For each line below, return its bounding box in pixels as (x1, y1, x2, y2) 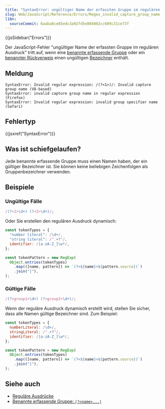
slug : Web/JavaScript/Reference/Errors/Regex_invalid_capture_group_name (5, 12, 161, 17)
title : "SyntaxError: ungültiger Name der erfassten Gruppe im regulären (5, 7, 161, 12)
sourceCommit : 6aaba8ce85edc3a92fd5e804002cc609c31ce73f (9, 21, 129, 26)
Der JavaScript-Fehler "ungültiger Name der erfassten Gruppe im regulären (5, 44, 159, 50)
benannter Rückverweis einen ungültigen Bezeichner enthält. (5, 55, 129, 61)
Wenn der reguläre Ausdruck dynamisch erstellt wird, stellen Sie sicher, (5, 305, 151, 311)
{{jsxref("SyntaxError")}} (5, 130, 56, 136)
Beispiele (5, 183, 35, 191)
